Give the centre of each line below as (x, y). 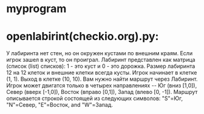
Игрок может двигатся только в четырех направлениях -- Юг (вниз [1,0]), (102, 85)
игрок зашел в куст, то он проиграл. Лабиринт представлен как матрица (101, 60)
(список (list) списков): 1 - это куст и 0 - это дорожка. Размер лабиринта (101, 66)
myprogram (36, 9)
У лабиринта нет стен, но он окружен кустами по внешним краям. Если (100, 53)
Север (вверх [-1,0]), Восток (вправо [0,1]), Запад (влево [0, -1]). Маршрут (102, 92)
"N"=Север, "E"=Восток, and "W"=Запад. (60, 105)
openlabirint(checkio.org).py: (83, 37)
